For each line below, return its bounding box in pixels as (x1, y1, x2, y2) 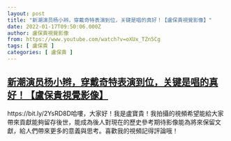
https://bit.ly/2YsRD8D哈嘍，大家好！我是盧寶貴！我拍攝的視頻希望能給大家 (7, 109, 225, 117)
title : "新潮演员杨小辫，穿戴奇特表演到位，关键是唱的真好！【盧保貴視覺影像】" (7, 17, 212, 24)
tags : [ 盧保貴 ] (7, 42, 54, 49)
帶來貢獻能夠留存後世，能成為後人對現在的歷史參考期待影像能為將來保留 (7, 117, 215, 126)
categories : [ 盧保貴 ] (7, 49, 73, 56)
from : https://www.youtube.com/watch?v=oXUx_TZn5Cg (7, 36, 161, 43)
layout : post (7, 10, 45, 17)
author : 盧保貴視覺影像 (7, 29, 69, 37)
